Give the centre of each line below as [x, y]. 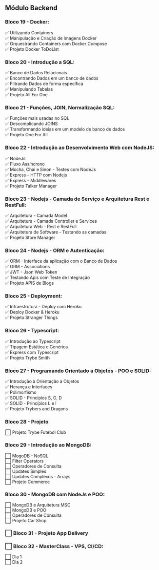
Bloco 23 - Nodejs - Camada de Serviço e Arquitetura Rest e [77, 199]
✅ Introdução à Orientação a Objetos [42, 381]
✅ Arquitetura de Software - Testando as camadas [56, 232]
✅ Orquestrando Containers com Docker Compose [56, 43]
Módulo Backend [31, 8]
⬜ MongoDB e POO [26, 510]
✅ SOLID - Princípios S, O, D [33, 398]
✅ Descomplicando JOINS [31, 124]
